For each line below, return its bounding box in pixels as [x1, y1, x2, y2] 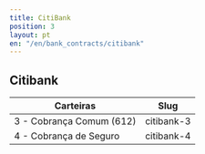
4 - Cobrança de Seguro [14, 129, 120, 142]
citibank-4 [145, 129, 191, 142]
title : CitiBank [9, 13, 71, 23]
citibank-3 [145, 115, 191, 128]
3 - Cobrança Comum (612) [14, 115, 137, 128]
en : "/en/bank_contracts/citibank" [9, 38, 145, 48]
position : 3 [9, 22, 55, 31]
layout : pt [9, 30, 51, 39]
